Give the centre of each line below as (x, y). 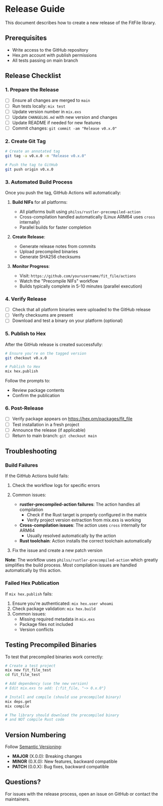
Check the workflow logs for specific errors (56, 485)
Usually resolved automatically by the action (71, 536)
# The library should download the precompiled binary (62, 715)
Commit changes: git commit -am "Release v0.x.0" (65, 128)
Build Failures (22, 465)
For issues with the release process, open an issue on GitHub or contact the (81, 794)
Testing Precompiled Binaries (51, 645)
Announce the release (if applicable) (49, 430)
